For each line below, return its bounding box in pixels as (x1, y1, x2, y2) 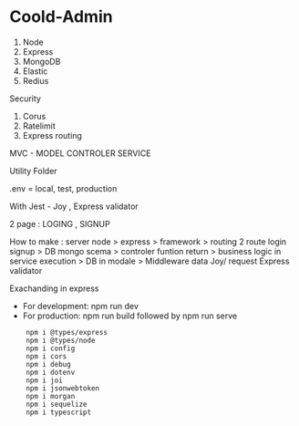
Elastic (22, 66, 48, 77)
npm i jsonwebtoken (26, 383, 100, 393)
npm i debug (26, 359, 71, 369)
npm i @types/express (26, 327, 108, 337)
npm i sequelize (26, 400, 88, 409)
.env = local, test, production (9, 182, 118, 193)
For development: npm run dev (22, 300, 139, 311)
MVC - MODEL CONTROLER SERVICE (9, 148, 151, 159)
